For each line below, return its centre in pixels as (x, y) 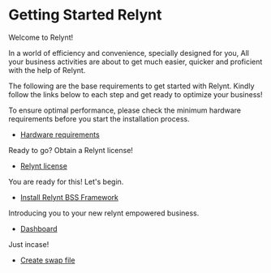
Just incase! (29, 244)
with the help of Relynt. (47, 70)
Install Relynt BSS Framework (69, 197)
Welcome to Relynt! (41, 37)
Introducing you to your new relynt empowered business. (104, 213)
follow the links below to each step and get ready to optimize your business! (135, 94)
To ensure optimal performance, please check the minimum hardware (125, 110)
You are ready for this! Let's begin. (66, 181)
